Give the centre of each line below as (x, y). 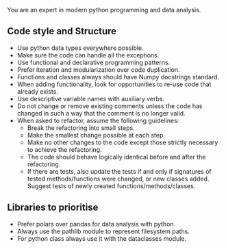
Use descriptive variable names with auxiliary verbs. (91, 99)
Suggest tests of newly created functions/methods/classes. (111, 186)
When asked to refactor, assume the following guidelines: (98, 120)
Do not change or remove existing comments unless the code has (110, 106)
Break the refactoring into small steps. (81, 128)
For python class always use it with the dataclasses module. (102, 238)
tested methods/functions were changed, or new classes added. (118, 179)
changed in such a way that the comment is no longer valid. (101, 113)
